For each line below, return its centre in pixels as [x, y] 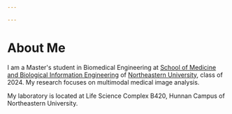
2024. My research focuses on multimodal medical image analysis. [103, 82]
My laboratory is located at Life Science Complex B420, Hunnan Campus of [116, 96]
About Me [36, 48]
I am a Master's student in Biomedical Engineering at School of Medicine [112, 67]
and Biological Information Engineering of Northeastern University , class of [115, 75]
